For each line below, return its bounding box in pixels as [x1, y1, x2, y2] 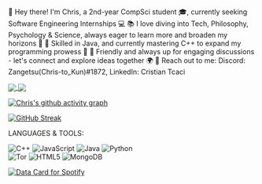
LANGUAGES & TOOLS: [8, 129, 84, 138]
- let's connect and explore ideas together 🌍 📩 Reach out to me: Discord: [8, 56, 246, 65]
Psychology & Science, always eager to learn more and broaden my [8, 31, 228, 39]
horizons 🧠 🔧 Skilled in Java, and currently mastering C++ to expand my [8, 39, 242, 48]
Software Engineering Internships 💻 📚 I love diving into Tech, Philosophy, [8, 19, 249, 28]
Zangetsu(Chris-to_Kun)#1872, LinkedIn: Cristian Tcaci [8, 67, 186, 76]
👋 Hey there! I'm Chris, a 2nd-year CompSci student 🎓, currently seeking [8, 7, 248, 17]
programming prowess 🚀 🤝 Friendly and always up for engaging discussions [8, 47, 255, 56]
